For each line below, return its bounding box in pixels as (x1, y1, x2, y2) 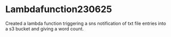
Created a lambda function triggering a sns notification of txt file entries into (5, 20, 166, 26)
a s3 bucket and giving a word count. (5, 25, 84, 31)
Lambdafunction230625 (5, 4, 112, 15)
